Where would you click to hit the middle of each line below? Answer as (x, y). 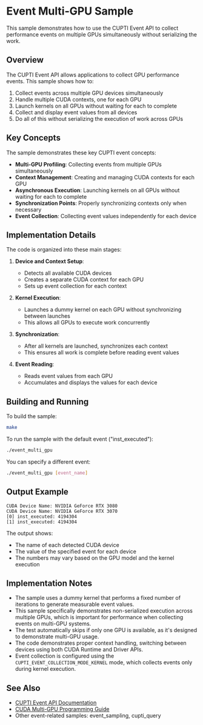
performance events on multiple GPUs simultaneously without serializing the (101, 34)
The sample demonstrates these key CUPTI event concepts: (81, 153)
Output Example (37, 492)
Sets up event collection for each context (75, 286)
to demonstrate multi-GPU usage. (57, 637)
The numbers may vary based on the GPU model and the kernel (95, 558)
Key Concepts (33, 138)
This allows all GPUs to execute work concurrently (87, 323)
